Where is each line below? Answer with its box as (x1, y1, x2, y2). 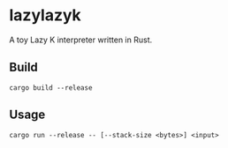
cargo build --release (9, 83, 93, 92)
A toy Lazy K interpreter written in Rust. (9, 34, 153, 45)
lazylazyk (9, 5, 81, 26)
